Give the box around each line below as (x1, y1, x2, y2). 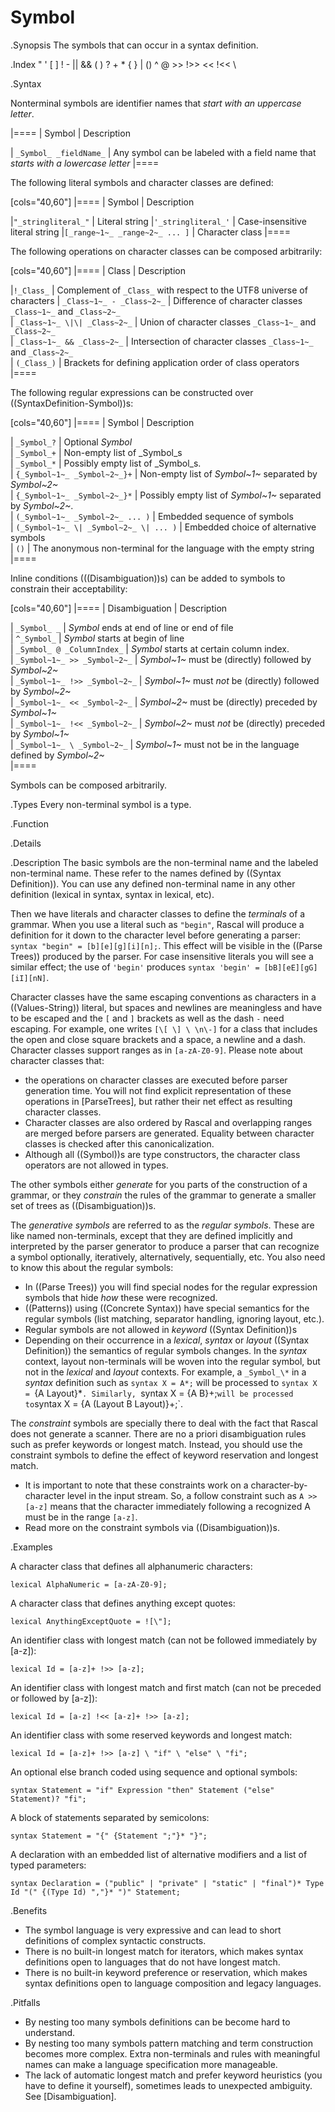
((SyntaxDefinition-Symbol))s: (10, 397, 134, 409)
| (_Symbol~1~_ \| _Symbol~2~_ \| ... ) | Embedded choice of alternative (10, 521, 317, 533)
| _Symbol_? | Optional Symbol (10, 436, 133, 448)
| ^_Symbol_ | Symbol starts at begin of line (10, 632, 185, 644)
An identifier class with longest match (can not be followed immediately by (10, 1634, 318, 1646)
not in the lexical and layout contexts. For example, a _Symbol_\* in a (24, 1366, 307, 1378)
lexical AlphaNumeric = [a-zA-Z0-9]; (10, 1579, 168, 1590)
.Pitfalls (10, 1996, 41, 2008)
